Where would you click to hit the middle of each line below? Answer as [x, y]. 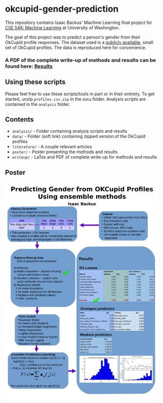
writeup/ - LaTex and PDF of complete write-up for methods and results [84, 157]
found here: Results [29, 66]
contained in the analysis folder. [38, 104]
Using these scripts [35, 82]
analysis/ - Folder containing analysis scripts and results [70, 131]
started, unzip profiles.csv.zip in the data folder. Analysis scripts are [75, 99]
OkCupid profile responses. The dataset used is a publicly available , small [79, 42]
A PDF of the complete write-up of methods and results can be [81, 60]
